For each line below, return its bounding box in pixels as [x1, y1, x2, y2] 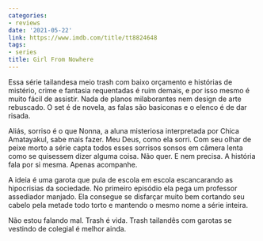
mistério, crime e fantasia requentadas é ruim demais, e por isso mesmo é [8, 85, 250, 95]
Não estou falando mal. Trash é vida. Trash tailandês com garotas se [8, 215, 232, 225]
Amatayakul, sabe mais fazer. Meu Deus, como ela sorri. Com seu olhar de [8, 134, 252, 144]
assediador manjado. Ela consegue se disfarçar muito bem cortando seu [8, 191, 246, 201]
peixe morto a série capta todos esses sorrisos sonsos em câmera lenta [8, 143, 243, 153]
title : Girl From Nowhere [8, 56, 93, 64]
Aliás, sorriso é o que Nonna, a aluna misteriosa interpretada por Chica [8, 126, 240, 135]
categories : [8, 11, 48, 20]
